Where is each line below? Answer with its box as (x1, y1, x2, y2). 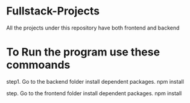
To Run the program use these (6, 45, 160, 59)
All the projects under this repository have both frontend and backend (6, 24, 180, 31)
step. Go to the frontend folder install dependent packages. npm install (6, 89, 182, 97)
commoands (6, 58, 71, 72)
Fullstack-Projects (6, 4, 100, 18)
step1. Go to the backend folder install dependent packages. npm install (6, 78, 184, 85)
